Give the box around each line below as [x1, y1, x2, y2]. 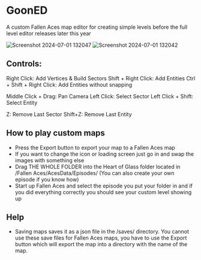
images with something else [14, 156, 85, 164]
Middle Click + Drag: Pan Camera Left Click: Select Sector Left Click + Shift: [6, 92, 194, 99]
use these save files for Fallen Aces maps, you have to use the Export [14, 234, 187, 241]
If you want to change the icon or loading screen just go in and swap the [14, 150, 194, 158]
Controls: [6, 59, 42, 69]
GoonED [6, 4, 48, 17]
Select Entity [6, 99, 38, 106]
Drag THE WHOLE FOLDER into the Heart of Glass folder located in [14, 163, 181, 170]
